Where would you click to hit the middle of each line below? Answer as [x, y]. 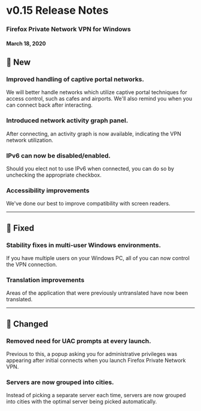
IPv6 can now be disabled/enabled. [58, 155]
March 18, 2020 [26, 43]
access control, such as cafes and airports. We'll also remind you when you [99, 99]
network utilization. [30, 140]
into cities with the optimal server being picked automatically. [82, 401]
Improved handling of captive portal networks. [75, 80]
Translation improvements [45, 280]
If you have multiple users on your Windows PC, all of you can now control [98, 258]
